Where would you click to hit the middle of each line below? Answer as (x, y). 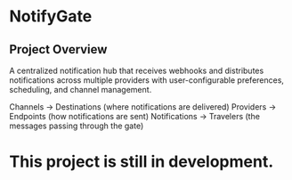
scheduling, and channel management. (81, 90)
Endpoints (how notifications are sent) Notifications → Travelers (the (135, 116)
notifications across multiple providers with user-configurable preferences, (147, 80)
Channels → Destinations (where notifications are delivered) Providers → (143, 107)
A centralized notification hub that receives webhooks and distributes (137, 70)
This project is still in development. (142, 162)
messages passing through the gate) (77, 126)
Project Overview (58, 49)
